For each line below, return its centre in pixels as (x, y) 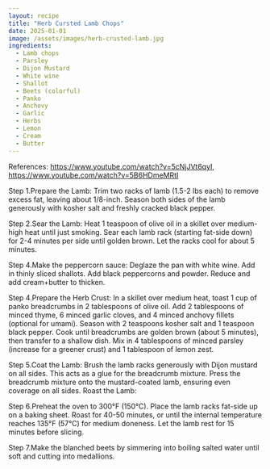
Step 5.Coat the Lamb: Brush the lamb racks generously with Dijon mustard (133, 365)
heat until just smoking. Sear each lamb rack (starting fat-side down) (139, 232)
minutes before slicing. (46, 432)
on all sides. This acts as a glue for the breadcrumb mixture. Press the (125, 373)
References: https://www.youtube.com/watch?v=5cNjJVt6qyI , (112, 166)
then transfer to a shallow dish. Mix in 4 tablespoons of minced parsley (126, 341)
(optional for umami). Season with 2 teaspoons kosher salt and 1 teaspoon (131, 323)
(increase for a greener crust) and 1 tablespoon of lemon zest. (111, 349)
